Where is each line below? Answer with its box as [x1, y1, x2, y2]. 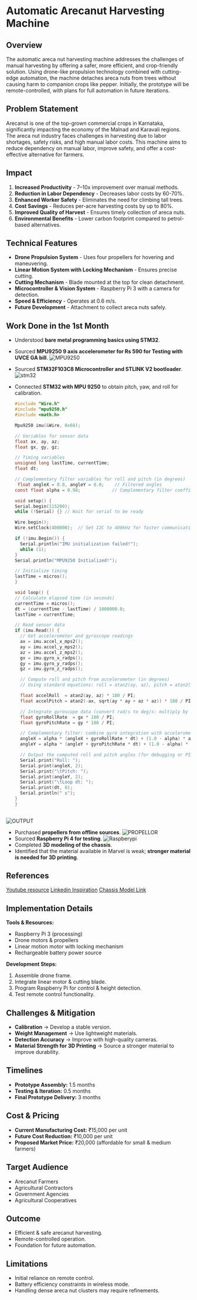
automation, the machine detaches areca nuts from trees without [19, 75, 176, 81]
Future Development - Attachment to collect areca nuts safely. [14, 304, 167, 311]
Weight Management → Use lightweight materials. [14, 1030, 138, 1037]
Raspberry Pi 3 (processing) [14, 930, 83, 937]
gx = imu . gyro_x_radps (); [20, 655, 83, 661]
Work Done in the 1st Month [6, 321, 110, 331]
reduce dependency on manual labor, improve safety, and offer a [6, 144, 163, 151]
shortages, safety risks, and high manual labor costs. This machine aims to [6, 138, 187, 145]
